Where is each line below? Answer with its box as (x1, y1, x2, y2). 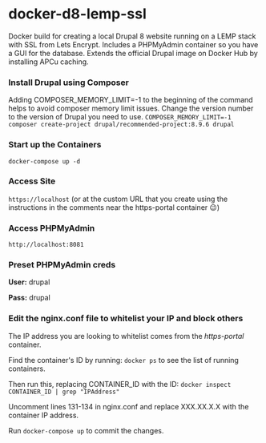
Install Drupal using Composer (8, 77, 130, 88)
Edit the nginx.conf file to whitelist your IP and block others (8, 313, 244, 324)
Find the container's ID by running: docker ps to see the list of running (8, 355, 239, 364)
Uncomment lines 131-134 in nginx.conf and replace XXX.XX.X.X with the (8, 401, 249, 411)
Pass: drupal (8, 293, 50, 303)
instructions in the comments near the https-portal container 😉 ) (8, 202, 220, 212)
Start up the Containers (8, 139, 102, 151)
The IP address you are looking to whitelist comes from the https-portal (8, 331, 244, 340)
